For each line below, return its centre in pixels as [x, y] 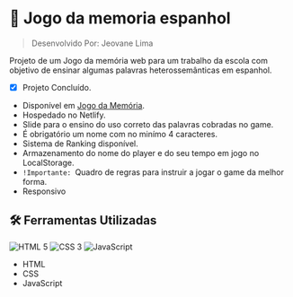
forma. [35, 182]
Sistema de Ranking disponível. [80, 144]
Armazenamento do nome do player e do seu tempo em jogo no [141, 153]
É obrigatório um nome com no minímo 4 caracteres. [120, 134]
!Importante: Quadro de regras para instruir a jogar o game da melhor [153, 172]
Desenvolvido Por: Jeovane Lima [92, 43]
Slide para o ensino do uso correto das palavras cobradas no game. [148, 124]
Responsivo [44, 191]
